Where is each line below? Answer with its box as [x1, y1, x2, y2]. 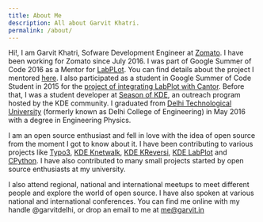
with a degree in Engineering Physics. [8, 116, 131, 125]
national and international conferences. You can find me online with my [8, 197, 240, 206]
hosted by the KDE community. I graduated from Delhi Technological [8, 98, 232, 108]
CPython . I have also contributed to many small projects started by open [8, 156, 244, 166]
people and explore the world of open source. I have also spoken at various [8, 188, 255, 198]
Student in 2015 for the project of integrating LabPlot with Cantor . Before [8, 82, 245, 91]
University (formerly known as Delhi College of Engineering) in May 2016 [8, 107, 246, 117]
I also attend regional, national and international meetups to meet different [8, 180, 250, 189]
